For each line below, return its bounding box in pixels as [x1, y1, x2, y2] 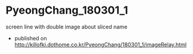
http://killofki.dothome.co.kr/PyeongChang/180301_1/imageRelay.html [14, 41, 187, 48]
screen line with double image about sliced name [5, 23, 128, 30]
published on [14, 34, 48, 42]
